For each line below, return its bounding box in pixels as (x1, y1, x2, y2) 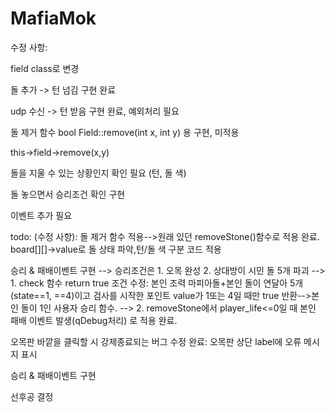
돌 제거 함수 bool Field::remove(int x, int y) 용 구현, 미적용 (10, 126, 240, 138)
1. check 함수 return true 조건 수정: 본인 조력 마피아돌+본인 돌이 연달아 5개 (10, 277, 304, 289)
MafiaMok (10, 7, 97, 30)
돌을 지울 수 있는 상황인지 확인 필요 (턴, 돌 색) (10, 167, 187, 179)
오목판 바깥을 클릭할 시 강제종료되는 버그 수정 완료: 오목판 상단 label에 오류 (10, 335, 302, 347)
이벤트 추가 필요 (10, 209, 73, 221)
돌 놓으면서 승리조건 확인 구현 (10, 188, 126, 200)
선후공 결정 (10, 390, 54, 402)
